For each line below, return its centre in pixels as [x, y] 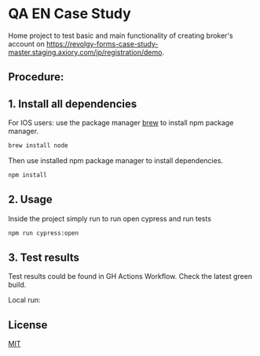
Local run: [24, 300]
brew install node [38, 146]
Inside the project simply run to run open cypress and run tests [110, 218]
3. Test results [44, 257]
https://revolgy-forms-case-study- [102, 43]
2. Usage [30, 200]
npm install [27, 175]
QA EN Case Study [70, 14]
